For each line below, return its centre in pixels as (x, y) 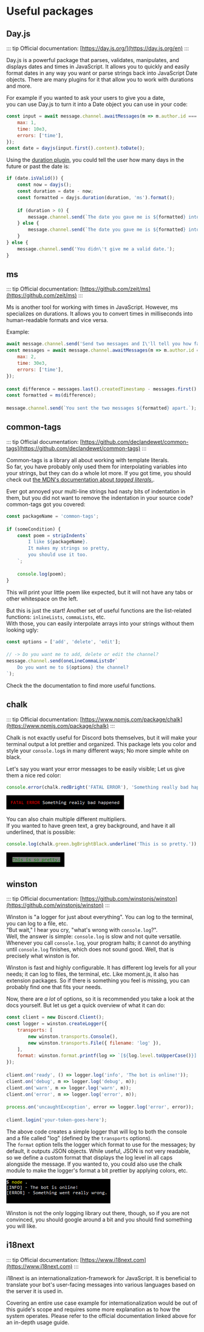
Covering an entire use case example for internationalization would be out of (102, 1303)
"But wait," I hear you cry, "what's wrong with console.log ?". (82, 930)
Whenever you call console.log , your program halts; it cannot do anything (99, 943)
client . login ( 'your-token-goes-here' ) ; (57, 1120)
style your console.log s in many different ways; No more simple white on (98, 750)
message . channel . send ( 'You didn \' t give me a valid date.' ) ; (96, 249)
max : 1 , (27, 122)
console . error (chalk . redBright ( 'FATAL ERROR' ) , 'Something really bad (97, 787)
